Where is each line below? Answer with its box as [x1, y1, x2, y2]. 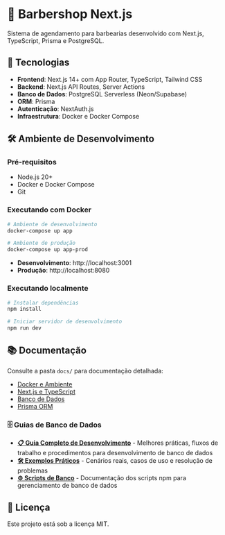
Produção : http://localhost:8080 [17, 266, 110, 275]
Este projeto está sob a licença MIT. [7, 520, 109, 528]
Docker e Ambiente [17, 380, 73, 388]
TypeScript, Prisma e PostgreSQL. [7, 36, 105, 44]
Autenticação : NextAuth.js [17, 104, 95, 113]
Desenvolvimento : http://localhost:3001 [17, 259, 132, 267]
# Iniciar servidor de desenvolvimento [7, 319, 123, 325]
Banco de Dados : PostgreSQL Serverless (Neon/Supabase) [17, 90, 187, 98]
